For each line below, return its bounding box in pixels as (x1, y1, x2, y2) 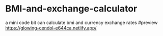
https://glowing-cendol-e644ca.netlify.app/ (5, 24, 97, 30)
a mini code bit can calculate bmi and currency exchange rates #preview (5, 19, 158, 25)
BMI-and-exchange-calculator (5, 3, 138, 14)
